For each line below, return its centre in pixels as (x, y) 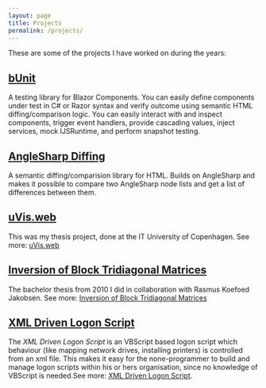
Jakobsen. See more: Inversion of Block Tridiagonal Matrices (108, 298)
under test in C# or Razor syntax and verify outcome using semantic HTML (131, 106)
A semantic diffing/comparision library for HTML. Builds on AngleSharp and (132, 175)
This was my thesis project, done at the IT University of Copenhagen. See (129, 237)
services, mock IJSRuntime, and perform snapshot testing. (104, 131)
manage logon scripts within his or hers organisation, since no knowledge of (133, 367)
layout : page (30, 16)
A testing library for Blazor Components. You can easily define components (131, 97)
